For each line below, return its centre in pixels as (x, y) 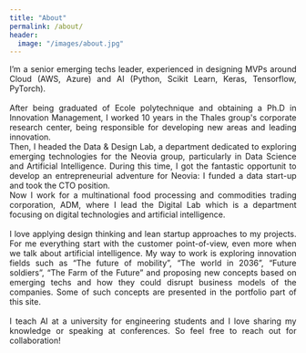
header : (24, 35)
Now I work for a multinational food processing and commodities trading (153, 195)
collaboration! (35, 341)
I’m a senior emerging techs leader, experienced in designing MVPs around (153, 69)
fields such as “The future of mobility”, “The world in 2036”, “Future (153, 263)
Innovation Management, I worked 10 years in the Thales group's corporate (153, 118)
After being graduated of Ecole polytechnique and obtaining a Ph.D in (153, 108)
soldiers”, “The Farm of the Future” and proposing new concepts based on (153, 273)
